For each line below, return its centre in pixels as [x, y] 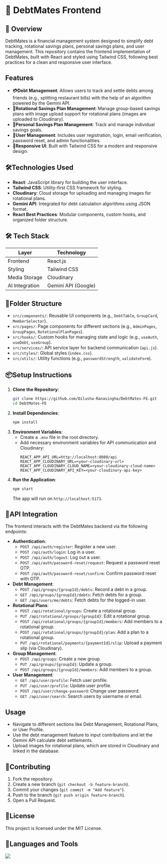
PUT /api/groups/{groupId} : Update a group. [66, 664]
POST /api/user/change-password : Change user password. [80, 691]
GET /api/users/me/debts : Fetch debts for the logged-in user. [83, 600]
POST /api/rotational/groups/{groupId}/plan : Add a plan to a [84, 632]
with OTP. [30, 579]
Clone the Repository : [36, 390]
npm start [23, 489]
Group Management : [34, 654]
